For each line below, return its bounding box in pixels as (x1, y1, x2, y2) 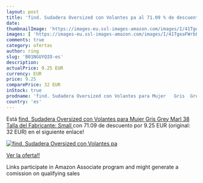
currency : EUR (6, 71, 42, 77)
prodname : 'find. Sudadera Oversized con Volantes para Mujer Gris (6, 93, 185, 99)
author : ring (6, 48, 39, 54)
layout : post (6, 8, 39, 15)
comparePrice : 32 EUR (6, 82, 61, 88)
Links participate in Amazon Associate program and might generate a (6, 163, 179, 170)
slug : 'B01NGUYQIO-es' (6, 54, 63, 60)
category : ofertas (6, 43, 53, 49)
